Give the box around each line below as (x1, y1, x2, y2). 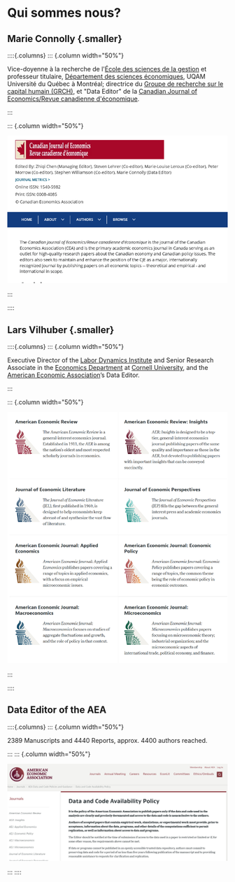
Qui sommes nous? (7, 5, 121, 21)
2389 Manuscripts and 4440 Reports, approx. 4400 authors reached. (7, 736, 208, 744)
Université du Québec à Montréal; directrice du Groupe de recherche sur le (7, 80, 224, 88)
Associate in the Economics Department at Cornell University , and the (7, 364, 208, 372)
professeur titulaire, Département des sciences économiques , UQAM (7, 72, 206, 80)
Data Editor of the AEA (7, 704, 107, 716)
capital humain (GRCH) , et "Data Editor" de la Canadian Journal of (7, 87, 198, 95)
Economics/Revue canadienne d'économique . (7, 94, 140, 103)
